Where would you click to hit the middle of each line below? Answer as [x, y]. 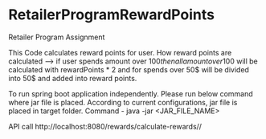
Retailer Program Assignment [57, 37]
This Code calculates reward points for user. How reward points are [120, 52]
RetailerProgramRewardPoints [112, 15]
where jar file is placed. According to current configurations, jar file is [123, 102]
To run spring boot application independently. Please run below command [131, 93]
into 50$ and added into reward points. [73, 78]
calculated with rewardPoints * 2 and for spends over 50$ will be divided [129, 69]
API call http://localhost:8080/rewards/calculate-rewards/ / [105, 126]
